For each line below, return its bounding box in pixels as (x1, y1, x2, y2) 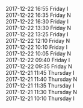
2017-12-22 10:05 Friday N (5, 50, 72, 57)
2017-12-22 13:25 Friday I (5, 31, 69, 38)
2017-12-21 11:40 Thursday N (5, 75, 78, 83)
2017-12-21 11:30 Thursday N (5, 89, 78, 95)
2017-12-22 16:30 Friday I (5, 18, 69, 25)
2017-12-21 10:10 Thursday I (5, 95, 75, 102)
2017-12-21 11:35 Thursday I (5, 82, 75, 89)
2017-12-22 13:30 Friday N (5, 24, 72, 31)
